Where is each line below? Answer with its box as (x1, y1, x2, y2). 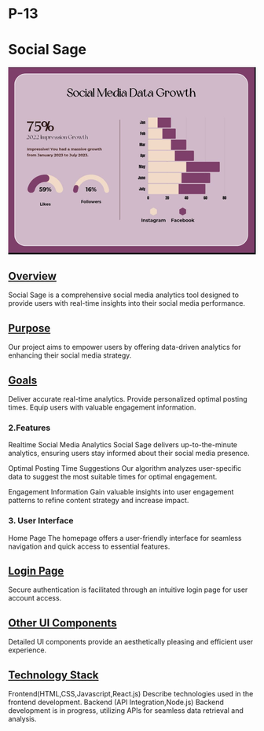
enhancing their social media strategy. (8, 351, 132, 360)
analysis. (8, 714, 37, 723)
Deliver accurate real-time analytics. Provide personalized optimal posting (8, 394, 247, 403)
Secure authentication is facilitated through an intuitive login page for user (8, 585, 248, 594)
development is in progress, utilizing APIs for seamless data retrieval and (8, 705, 244, 715)
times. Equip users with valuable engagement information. (8, 402, 196, 412)
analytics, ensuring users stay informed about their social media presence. (8, 449, 250, 458)
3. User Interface (8, 516, 74, 527)
